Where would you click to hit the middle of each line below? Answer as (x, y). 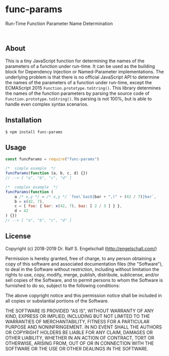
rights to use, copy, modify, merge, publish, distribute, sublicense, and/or (82, 274)
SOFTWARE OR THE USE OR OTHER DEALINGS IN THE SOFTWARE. (77, 348)
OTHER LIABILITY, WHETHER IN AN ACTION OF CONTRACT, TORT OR (80, 338)
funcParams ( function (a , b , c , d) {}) (46, 173)
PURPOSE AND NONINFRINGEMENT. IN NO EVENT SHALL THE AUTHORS (84, 327)
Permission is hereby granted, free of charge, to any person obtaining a (80, 258)
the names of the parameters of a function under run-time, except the (79, 82)
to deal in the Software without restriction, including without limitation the (82, 269)
